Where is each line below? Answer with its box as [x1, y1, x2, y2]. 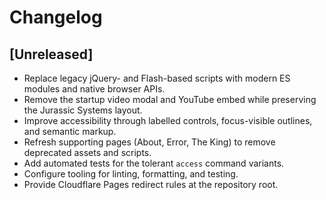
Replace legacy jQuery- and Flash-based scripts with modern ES [23, 72, 291, 84]
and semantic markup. [23, 126, 117, 137]
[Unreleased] [9, 46, 94, 63]
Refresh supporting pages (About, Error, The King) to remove [23, 136, 276, 148]
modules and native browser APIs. [23, 83, 166, 95]
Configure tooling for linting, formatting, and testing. [23, 168, 239, 180]
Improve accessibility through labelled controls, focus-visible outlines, [23, 115, 313, 126]
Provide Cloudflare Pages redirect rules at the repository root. [23, 179, 279, 190]
